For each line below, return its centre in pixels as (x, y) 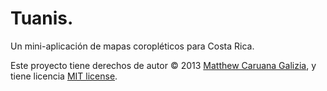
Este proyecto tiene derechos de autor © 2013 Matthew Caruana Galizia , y (163, 65)
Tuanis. (42, 18)
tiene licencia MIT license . (64, 76)
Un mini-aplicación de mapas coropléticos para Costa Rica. (132, 46)
